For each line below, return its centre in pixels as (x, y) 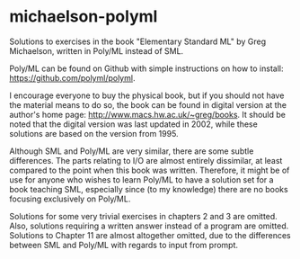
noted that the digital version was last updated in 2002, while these (133, 124)
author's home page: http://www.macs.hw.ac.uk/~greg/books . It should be (147, 114)
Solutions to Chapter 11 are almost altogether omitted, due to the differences (150, 235)
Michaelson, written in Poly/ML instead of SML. (97, 50)
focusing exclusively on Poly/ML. (70, 199)
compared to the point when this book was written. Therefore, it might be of (150, 170)
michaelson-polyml (84, 17)
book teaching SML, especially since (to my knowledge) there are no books (149, 189)
